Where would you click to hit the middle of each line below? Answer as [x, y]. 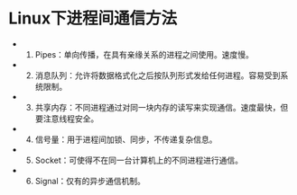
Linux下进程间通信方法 [93, 18]
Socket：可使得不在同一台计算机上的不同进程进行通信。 [139, 160]
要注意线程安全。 [67, 119]
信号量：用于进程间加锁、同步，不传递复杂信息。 [126, 139]
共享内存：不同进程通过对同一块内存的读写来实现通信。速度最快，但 [162, 107]
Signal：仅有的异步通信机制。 [90, 181]
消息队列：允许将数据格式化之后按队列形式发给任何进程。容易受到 [158, 75]
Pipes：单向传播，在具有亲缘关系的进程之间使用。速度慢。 [144, 54]
